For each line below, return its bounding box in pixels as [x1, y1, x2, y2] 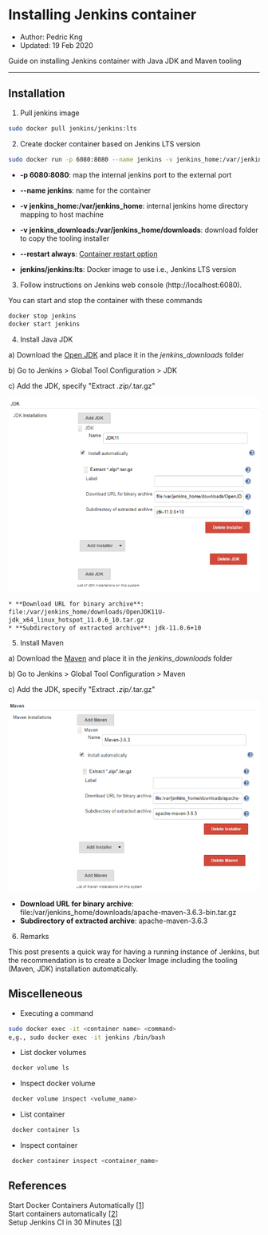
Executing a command [19, 1008, 94, 1017]
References [8, 1179, 67, 1193]
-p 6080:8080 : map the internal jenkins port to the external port [19, 170, 232, 179]
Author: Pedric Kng [19, 32, 83, 42]
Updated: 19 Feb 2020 [19, 40, 93, 50]
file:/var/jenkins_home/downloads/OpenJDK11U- [8, 608, 166, 617]
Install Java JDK [19, 334, 73, 345]
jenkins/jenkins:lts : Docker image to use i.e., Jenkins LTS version [19, 264, 237, 274]
